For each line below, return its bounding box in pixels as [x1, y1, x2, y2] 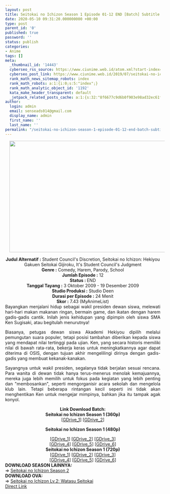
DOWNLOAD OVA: [5, 473, 43, 479]
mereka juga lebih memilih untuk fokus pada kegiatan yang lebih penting [5, 376, 161, 382]
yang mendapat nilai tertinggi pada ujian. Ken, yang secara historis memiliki [5, 340, 161, 346]
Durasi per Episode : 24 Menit [52, 293, 114, 299]
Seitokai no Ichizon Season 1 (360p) [45, 412, 121, 418]
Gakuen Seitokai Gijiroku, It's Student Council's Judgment [24, 262, 142, 268]
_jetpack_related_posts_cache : [9, 95, 74, 100]
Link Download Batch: [60, 406, 106, 412]
